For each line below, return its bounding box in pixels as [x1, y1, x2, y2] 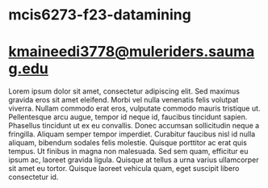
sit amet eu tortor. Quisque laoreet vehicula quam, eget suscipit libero [8, 164, 240, 173]
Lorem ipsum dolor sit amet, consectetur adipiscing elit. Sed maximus [8, 86, 241, 96]
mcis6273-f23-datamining [8, 6, 191, 24]
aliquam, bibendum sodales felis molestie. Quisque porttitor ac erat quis [8, 138, 248, 148]
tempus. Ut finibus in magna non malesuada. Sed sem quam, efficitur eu [8, 147, 249, 157]
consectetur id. [8, 172, 59, 182]
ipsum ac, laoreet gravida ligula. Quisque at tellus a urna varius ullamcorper [8, 155, 260, 165]
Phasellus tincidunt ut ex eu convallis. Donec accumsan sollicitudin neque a [8, 121, 260, 131]
